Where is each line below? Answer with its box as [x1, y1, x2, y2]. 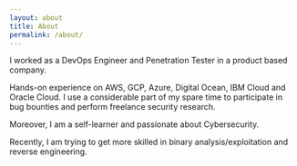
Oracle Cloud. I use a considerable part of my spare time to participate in [9, 92, 283, 103]
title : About [9, 22, 59, 31]
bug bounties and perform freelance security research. [9, 102, 216, 112]
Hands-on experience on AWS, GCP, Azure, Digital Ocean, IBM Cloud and [9, 83, 286, 93]
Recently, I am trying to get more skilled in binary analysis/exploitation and [9, 137, 289, 148]
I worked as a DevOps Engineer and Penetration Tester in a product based [9, 55, 288, 66]
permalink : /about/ [9, 30, 84, 39]
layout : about [9, 13, 64, 23]
